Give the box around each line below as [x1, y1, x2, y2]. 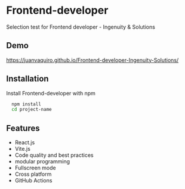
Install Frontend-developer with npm [6, 89, 95, 97]
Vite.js [14, 145, 31, 153]
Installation [6, 74, 49, 84]
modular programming [14, 158, 70, 165]
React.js [14, 139, 35, 146]
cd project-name [11, 107, 52, 113]
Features [6, 123, 40, 133]
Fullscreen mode [14, 165, 57, 172]
